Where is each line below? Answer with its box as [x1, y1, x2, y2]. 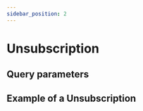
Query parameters [6, 68, 89, 81]
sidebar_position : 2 [6, 10, 68, 18]
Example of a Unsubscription [6, 92, 137, 104]
